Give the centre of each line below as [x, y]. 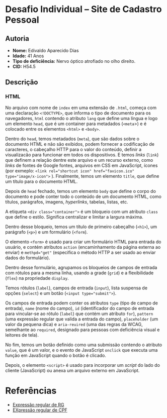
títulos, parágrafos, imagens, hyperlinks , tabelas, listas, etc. [67, 201]
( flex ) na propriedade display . [37, 278]
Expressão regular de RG [38, 404]
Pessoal [22, 20]
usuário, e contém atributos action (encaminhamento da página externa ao [83, 247]
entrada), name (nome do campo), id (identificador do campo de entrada [80, 308]
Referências [31, 391]
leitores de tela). [22, 335]
